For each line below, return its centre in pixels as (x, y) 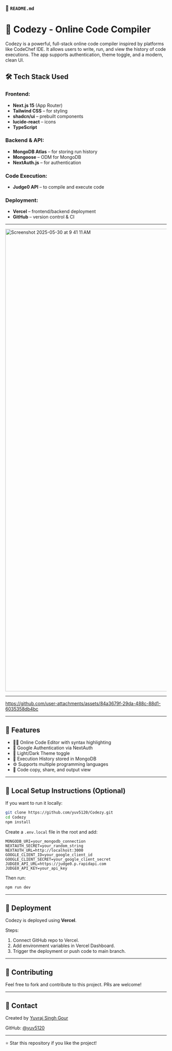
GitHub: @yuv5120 (25, 1028)
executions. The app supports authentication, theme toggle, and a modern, (84, 54)
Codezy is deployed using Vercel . (41, 920)
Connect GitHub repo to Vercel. (46, 941)
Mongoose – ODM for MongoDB (47, 157)
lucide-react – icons (34, 122)
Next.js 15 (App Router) (38, 105)
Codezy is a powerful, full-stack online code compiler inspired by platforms (85, 44)
